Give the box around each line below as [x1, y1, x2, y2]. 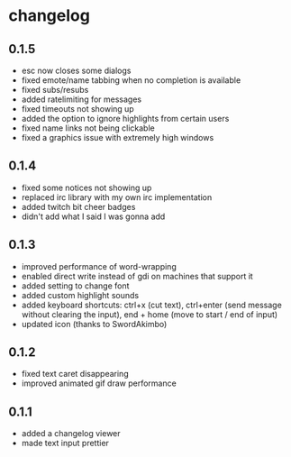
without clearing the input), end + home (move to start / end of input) [21, 308, 278, 320]
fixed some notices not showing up [21, 182, 152, 193]
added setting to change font [21, 280, 130, 291]
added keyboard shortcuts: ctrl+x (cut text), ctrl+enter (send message [21, 299, 283, 310]
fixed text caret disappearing [21, 369, 129, 379]
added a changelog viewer [21, 428, 121, 439]
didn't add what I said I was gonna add [21, 211, 166, 222]
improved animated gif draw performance [21, 378, 177, 388]
